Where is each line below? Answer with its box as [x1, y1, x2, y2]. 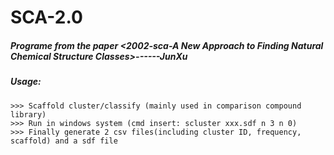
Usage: [10, 76, 42, 88]
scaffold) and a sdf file [10, 136, 118, 146]
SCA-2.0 [10, 6, 83, 29]
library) [10, 109, 47, 120]
